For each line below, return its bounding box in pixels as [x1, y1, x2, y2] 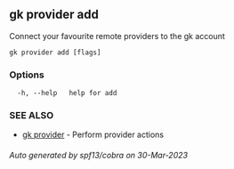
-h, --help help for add [17, 89, 117, 98]
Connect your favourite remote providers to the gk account [9, 30, 225, 41]
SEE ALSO [9, 109, 54, 122]
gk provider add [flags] [9, 48, 101, 57]
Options [9, 68, 44, 81]
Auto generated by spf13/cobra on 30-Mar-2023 [9, 150, 189, 160]
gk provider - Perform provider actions [21, 129, 165, 141]
